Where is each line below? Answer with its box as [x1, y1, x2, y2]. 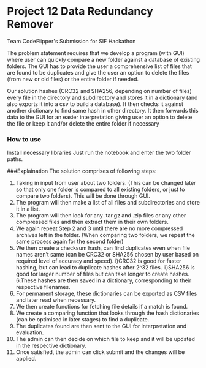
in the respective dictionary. [15, 342, 86, 350]
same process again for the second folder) [15, 238, 124, 246]
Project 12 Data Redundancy [7, 4, 154, 18]
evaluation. [15, 329, 44, 336]
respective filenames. [15, 284, 71, 291]
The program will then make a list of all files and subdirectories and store [15, 199, 200, 206]
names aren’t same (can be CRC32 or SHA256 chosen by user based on [15, 251, 199, 258]
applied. [15, 355, 37, 362]
